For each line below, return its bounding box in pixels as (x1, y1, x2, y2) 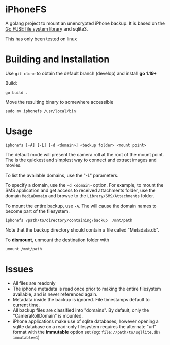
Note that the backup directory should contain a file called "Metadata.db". (5, 226, 160, 233)
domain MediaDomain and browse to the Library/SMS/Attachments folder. (5, 192, 154, 199)
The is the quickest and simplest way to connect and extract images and (5, 157, 157, 163)
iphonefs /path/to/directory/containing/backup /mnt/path (5, 218, 133, 223)
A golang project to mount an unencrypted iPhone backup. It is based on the (5, 20, 165, 26)
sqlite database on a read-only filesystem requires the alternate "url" (12, 323, 156, 329)
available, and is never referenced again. (12, 291, 98, 297)
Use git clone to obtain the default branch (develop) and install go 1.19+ (5, 70, 157, 76)
